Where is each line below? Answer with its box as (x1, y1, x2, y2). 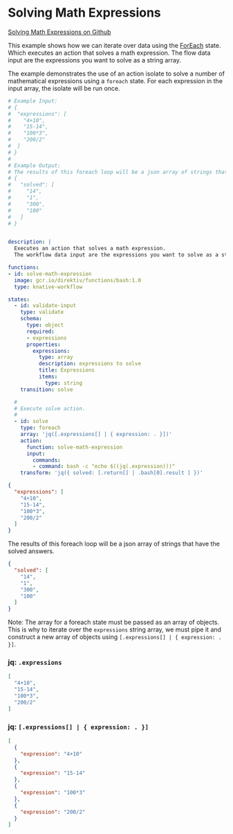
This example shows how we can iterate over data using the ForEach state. (8, 41, 221, 49)
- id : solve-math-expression (8, 270, 92, 277)
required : (26, 328, 55, 335)
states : (8, 296, 30, 303)
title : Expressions (38, 367, 95, 374)
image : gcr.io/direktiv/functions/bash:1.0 (14, 277, 141, 284)
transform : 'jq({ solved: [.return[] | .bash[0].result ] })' (20, 469, 203, 476)
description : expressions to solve (38, 360, 141, 367)
